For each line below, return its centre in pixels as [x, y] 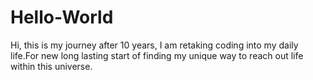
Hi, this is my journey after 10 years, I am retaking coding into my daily [154, 45]
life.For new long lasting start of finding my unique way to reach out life [157, 55]
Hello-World [62, 17]
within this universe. [51, 66]
